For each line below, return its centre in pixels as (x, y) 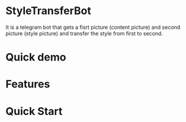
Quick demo (36, 57)
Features (28, 84)
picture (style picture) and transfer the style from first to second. (84, 33)
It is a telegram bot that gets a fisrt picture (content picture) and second (93, 27)
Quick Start (34, 111)
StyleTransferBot (48, 11)
